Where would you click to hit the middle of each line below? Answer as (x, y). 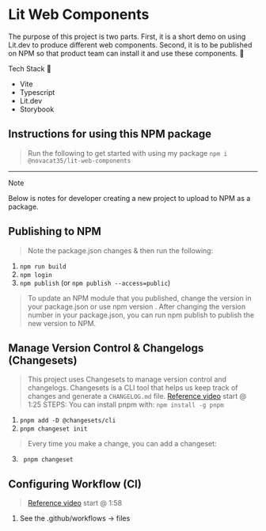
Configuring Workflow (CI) (75, 484)
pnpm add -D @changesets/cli (68, 421)
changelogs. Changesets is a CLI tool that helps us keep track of (133, 388)
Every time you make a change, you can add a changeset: (122, 444)
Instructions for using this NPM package (110, 134)
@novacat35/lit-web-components (79, 161)
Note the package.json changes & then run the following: (120, 250)
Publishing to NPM (55, 231)
